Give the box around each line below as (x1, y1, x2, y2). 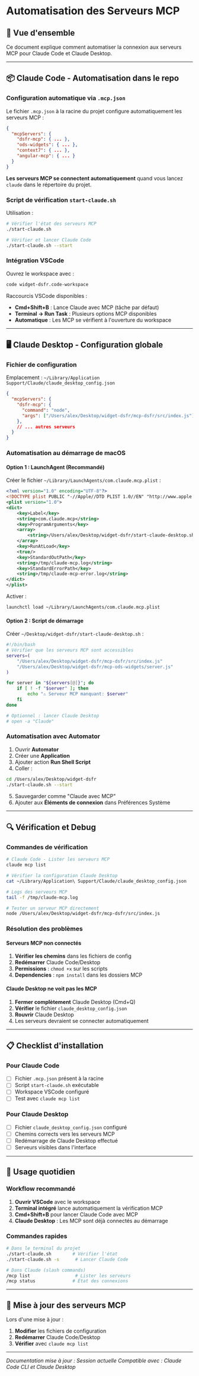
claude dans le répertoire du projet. (6, 181, 92, 188)
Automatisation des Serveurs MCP (6, 4, 180, 18)
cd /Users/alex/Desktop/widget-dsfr (6, 776, 97, 782)
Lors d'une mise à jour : (6, 1316, 64, 1323)
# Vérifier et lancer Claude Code (6, 237, 92, 243)
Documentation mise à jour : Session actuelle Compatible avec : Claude (6, 1357, 182, 1364)
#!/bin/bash (6, 642, 36, 648)
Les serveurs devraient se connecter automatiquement (14, 1017, 149, 1024)
